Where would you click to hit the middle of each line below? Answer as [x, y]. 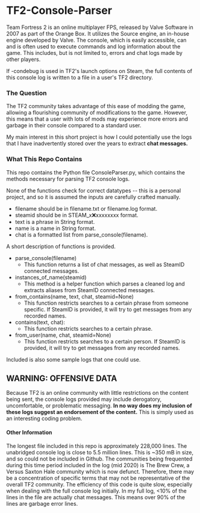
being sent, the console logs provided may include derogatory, [84, 400]
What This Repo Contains [44, 159]
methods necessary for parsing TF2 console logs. [68, 179]
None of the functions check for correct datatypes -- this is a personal [94, 190]
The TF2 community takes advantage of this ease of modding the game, [96, 106]
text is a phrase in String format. [55, 221]
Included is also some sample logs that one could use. [73, 359]
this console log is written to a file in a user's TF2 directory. [80, 77]
